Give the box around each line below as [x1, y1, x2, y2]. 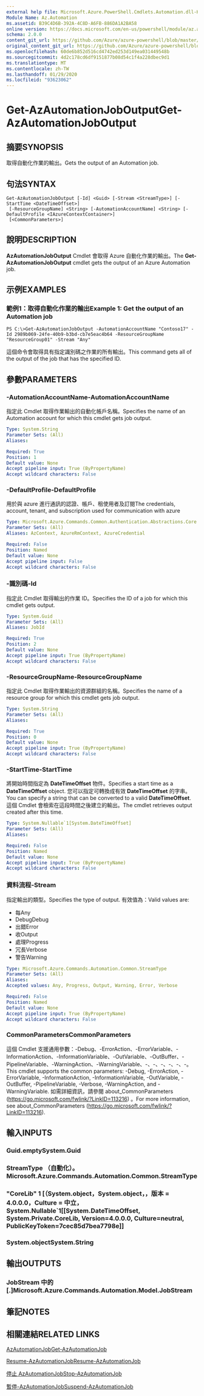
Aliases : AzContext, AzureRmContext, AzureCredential [6, 530, 146, 536]
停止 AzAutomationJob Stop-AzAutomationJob [6, 1370, 123, 1378]
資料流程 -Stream [6, 881, 56, 889]
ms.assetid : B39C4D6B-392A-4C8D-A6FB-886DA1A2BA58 [6, 20, 137, 26]
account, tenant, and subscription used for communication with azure [6, 507, 180, 515]
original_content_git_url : [6, 43, 75, 49]
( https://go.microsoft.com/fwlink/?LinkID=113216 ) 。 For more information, [6, 1095, 190, 1102]
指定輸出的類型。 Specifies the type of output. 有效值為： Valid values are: [6, 896, 189, 903]
